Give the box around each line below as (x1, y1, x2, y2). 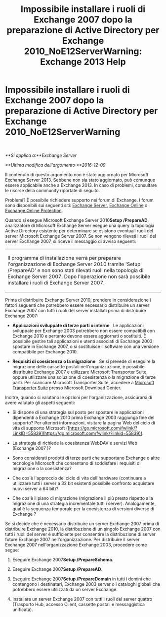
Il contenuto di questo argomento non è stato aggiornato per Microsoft (5, 171, 149, 177)
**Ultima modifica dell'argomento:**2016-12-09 (5, 162, 106, 168)
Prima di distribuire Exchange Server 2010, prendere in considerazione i (5, 297, 151, 303)
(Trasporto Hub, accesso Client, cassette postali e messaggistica (12, 601, 145, 607)
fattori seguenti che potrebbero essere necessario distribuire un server (5, 302, 150, 308)
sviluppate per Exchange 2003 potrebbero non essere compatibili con (12, 328, 155, 334)
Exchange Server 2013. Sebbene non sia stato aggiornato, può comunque (5, 177, 156, 183)
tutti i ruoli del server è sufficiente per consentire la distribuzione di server (5, 531, 156, 537)
